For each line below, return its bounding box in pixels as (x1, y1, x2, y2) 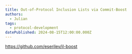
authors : (5, 12, 23, 17)
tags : (5, 21, 16, 26)
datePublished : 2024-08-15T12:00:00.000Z (5, 30, 92, 35)
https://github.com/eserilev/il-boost (5, 44, 78, 49)
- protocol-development (9, 26, 58, 30)
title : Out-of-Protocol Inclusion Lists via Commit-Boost (5, 7, 127, 12)
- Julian (9, 16, 28, 21)
